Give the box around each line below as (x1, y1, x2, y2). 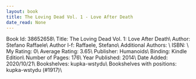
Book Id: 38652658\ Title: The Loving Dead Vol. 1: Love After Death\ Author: (6, 36, 191, 43)
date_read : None (6, 19, 46, 25)
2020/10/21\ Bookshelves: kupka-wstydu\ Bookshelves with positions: (6, 60, 177, 67)
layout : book (6, 8, 38, 15)
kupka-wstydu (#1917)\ (6, 67, 62, 74)
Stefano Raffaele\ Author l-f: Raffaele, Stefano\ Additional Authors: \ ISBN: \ (6, 42, 189, 49)
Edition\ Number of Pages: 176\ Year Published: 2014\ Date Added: (6, 54, 168, 61)
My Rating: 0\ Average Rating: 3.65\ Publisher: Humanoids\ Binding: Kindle (6, 48, 187, 55)
